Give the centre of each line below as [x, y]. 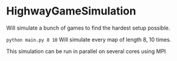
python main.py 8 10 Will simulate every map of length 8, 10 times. [89, 39]
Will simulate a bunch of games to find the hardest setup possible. [88, 28]
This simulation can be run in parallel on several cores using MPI [86, 51]
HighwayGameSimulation [71, 11]
